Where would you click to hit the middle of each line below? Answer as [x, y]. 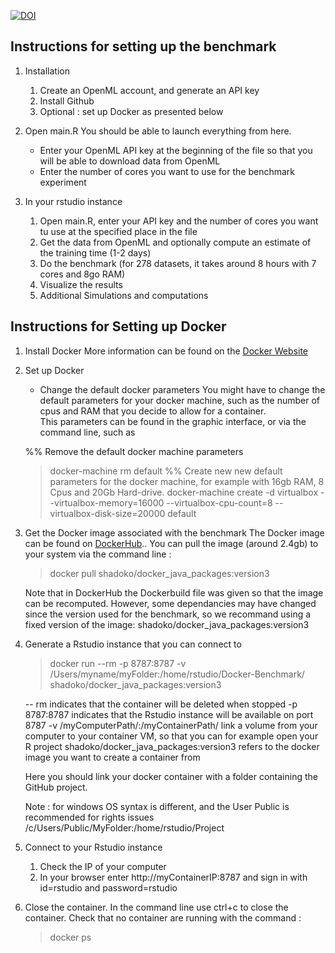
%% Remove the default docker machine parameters [134, 451]
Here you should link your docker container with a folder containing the [171, 776]
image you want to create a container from [112, 757]
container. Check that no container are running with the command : [163, 917]
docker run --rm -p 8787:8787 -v [118, 663]
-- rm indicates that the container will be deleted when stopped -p [161, 704]
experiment [63, 182]
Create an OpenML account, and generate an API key [149, 90]
